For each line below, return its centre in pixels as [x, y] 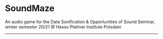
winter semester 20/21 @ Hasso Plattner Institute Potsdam [63, 26]
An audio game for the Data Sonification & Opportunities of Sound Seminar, [80, 22]
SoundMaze [30, 8]
